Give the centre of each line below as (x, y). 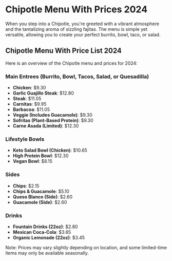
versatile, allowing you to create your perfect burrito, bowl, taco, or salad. (83, 34)
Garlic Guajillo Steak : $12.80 (43, 93)
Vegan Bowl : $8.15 (33, 161)
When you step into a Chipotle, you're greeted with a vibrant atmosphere (82, 24)
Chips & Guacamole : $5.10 (41, 191)
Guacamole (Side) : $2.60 (40, 202)
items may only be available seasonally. (47, 253)
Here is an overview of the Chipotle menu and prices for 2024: (71, 63)
